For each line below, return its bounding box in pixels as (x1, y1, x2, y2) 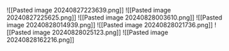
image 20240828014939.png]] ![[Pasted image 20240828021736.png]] (6, 21, 213, 29)
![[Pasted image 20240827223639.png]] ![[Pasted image (6, 6, 172, 14)
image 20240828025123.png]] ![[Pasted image (32, 28, 169, 36)
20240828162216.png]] (6, 36, 75, 44)
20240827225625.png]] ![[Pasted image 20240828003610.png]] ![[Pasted (6, 13, 223, 22)
